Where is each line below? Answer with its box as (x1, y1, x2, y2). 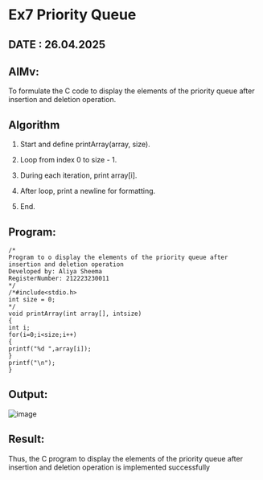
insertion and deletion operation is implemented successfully (8, 462, 211, 472)
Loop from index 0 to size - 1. (19, 155, 117, 165)
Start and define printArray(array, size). (19, 139, 150, 150)
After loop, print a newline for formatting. (19, 187, 156, 196)
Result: (8, 433, 45, 446)
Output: (8, 388, 48, 401)
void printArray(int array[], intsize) (8, 310, 142, 318)
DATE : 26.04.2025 (8, 38, 106, 51)
